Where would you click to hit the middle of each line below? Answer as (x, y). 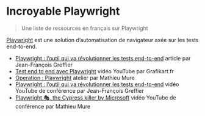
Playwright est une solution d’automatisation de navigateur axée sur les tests (103, 40)
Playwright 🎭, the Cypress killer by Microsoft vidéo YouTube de (95, 97)
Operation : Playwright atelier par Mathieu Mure (75, 78)
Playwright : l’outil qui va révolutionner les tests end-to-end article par (103, 58)
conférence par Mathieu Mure (53, 106)
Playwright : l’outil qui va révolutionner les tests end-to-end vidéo (97, 84)
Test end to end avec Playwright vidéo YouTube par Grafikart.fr (95, 71)
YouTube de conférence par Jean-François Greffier (80, 90)
